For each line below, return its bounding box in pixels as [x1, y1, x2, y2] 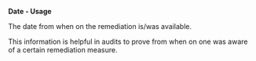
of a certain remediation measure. [8, 45, 118, 54]
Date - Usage [8, 7, 53, 16]
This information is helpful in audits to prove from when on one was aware [8, 37, 248, 46]
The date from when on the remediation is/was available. [8, 22, 192, 30]
